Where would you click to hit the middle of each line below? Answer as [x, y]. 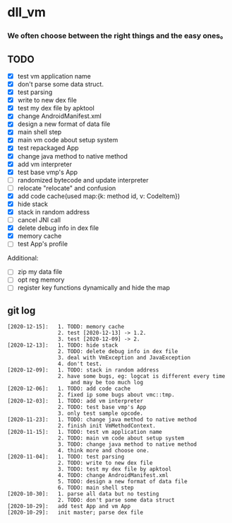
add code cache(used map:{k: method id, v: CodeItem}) [99, 196]
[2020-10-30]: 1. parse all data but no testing [83, 494]
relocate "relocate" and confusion [67, 188]
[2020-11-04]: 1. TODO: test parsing [66, 457]
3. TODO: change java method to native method [127, 444]
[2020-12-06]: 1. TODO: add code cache [69, 389]
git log [22, 310]
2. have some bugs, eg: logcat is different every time [141, 377]
